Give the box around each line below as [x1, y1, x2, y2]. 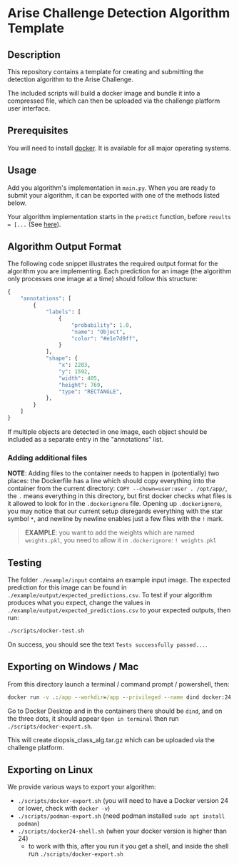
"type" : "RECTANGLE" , [58, 388, 123, 395]
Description [7, 49, 61, 61]
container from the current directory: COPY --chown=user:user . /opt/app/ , [7, 484, 228, 493]
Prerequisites [7, 125, 68, 137]
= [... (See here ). [7, 220, 61, 228]
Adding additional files [7, 452, 88, 462]
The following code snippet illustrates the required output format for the [7, 259, 218, 268]
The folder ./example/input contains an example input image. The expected [7, 576, 230, 585]
